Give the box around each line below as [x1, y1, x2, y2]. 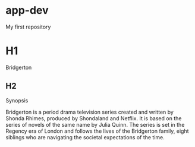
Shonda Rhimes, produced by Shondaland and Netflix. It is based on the [5, 114, 182, 122]
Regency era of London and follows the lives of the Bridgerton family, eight [5, 127, 189, 135]
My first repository [5, 23, 51, 30]
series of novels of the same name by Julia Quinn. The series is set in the [5, 121, 185, 128]
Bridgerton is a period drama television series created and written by [5, 108, 174, 115]
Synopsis [5, 96, 29, 104]
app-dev [5, 4, 49, 17]
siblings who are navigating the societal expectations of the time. [5, 133, 165, 140]
